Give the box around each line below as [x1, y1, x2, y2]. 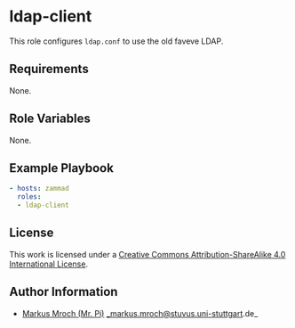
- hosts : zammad [9, 184, 69, 193]
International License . [9, 258, 89, 269]
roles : [17, 193, 42, 201]
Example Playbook [9, 160, 114, 176]
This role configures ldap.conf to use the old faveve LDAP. [9, 36, 224, 46]
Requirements [9, 61, 89, 77]
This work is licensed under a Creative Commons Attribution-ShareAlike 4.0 [9, 249, 286, 259]
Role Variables [9, 111, 91, 127]
